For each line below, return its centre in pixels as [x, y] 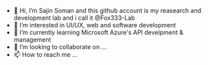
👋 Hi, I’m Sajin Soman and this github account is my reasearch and [107, 11]
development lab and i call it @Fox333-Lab [74, 18]
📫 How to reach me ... [45, 54]
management [32, 40]
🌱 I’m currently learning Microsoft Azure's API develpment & [99, 32]
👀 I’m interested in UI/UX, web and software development [95, 25]
